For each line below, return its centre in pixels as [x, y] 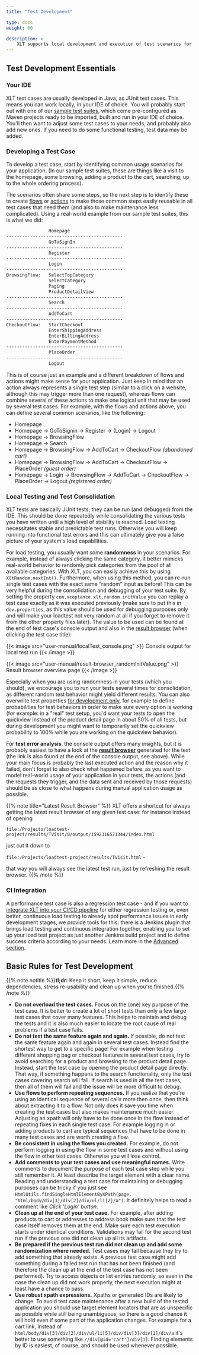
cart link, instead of [38, 1326]
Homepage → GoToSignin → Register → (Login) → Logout [85, 430]
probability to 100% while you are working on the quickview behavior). [92, 732]
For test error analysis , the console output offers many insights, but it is [94, 744]
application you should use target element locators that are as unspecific [104, 1307]
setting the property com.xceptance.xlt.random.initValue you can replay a [97, 597]
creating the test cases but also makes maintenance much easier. [94, 1112]
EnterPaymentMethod [72, 341]
